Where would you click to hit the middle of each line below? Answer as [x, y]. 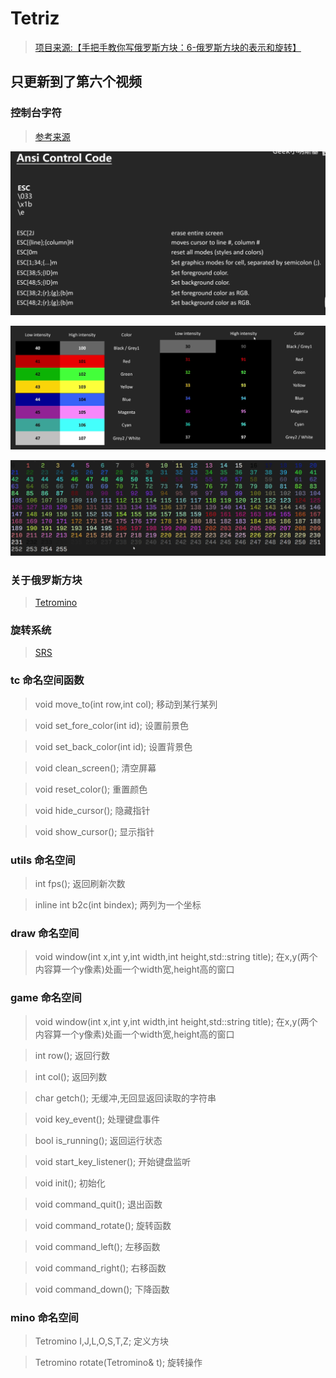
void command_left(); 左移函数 [97, 1246]
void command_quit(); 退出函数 [98, 1204]
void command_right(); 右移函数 [100, 1268]
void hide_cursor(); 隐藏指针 [92, 810]
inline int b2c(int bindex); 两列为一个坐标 [118, 905]
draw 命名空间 [45, 933]
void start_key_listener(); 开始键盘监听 [113, 1161]
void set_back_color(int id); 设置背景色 [113, 746]
